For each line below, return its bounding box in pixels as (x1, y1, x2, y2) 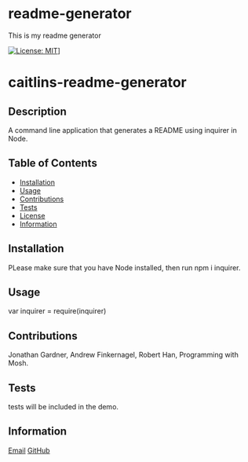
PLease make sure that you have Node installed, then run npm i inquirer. (8, 262, 241, 272)
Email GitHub (8, 445, 50, 455)
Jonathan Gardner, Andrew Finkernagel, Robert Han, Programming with (8, 350, 239, 360)
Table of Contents (8, 156, 98, 170)
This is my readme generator (8, 31, 102, 40)
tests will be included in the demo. (8, 402, 119, 411)
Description (8, 104, 67, 118)
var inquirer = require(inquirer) (8, 306, 107, 316)
